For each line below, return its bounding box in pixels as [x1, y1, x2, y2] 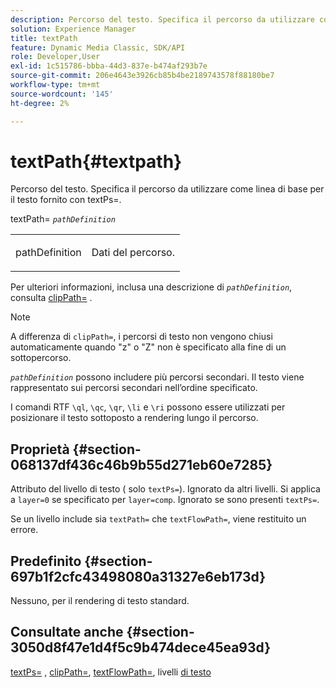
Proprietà [10, 441, 70, 458]
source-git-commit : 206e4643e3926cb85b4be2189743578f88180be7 [10, 71, 275, 81]
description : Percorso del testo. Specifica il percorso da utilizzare [10, 14, 315, 25]
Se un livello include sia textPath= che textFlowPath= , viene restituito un [10, 513, 307, 525]
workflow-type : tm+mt [10, 80, 101, 90]
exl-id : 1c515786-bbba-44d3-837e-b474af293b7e [10, 61, 208, 71]
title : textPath [10, 33, 78, 43]
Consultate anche [10, 624, 124, 641]
